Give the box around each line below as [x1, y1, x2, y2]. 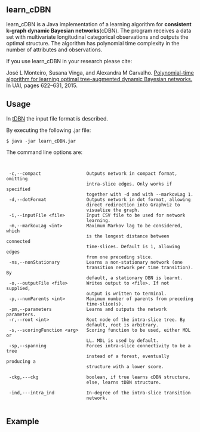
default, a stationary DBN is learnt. [86, 274, 183, 281]
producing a [6, 358, 36, 365]
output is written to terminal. [86, 291, 167, 297]
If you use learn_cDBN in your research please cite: [6, 57, 133, 64]
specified [6, 186, 31, 192]
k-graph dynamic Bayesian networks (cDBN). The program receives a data [6, 27, 192, 34]
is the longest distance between [86, 233, 170, 239]
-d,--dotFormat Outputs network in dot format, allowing [8, 196, 191, 202]
